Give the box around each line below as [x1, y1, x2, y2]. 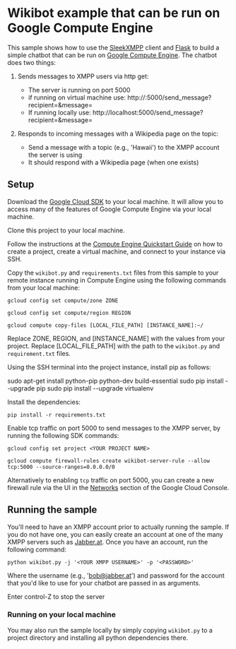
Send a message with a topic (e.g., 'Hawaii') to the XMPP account [28, 143, 220, 151]
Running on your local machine [7, 609, 117, 619]
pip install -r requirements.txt [7, 411, 106, 418]
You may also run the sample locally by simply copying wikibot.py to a [7, 626, 213, 634]
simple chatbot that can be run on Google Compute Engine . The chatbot [7, 51, 218, 59]
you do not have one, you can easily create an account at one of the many [7, 530, 224, 538]
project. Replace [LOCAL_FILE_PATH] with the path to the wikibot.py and [7, 341, 220, 350]
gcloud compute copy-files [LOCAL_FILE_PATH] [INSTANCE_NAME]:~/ [7, 321, 203, 329]
